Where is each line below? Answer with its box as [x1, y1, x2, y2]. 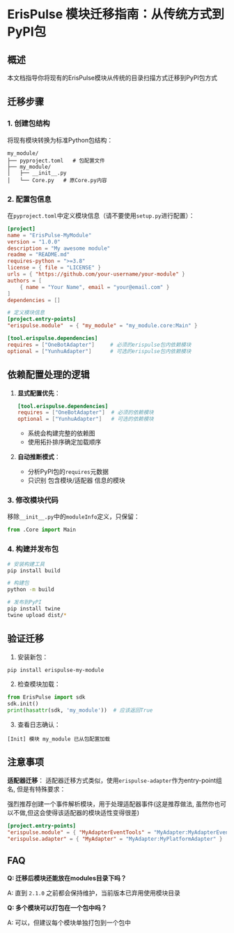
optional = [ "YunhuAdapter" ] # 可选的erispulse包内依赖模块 [7, 348, 192, 354]
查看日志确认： [17, 720, 61, 729]
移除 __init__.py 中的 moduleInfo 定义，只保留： [7, 512, 141, 521]
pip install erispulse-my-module [7, 666, 104, 673]
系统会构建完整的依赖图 [27, 429, 95, 438]
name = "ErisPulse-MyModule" [7, 232, 92, 239]
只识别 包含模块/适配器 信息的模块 [27, 476, 125, 485]
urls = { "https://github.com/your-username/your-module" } [7, 271, 186, 278]
